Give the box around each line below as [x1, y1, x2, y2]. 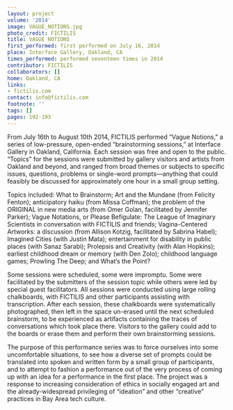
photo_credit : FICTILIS [7, 29, 77, 37]
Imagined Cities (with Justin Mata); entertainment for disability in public [7, 234, 212, 243]
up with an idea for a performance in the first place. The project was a [7, 372, 208, 381]
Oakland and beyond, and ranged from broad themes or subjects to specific [7, 162, 225, 170]
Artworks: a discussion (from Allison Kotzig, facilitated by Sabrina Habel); [7, 227, 218, 236]
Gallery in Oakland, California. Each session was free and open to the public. [7, 147, 227, 156]
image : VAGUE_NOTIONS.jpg [7, 23, 82, 30]
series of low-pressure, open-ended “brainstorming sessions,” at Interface [7, 140, 221, 148]
